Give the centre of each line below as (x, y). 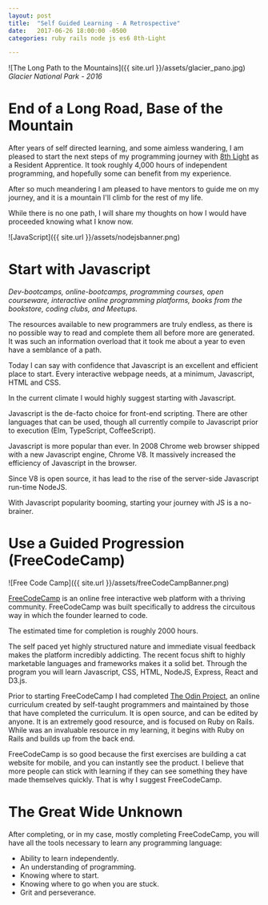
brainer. (21, 511)
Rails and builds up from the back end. (72, 739)
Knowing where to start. (60, 875)
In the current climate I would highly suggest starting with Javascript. (122, 398)
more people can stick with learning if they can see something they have (128, 771)
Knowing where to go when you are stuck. (90, 884)
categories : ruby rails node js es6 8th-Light (87, 38)
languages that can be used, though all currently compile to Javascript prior (133, 422)
